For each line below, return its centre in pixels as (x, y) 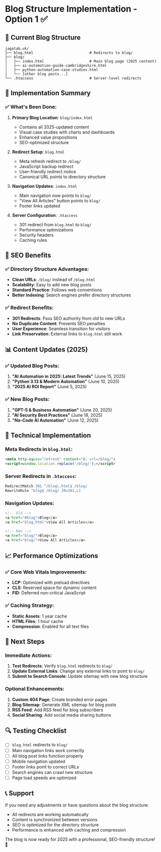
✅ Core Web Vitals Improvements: (46, 572)
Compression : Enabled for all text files (51, 626)
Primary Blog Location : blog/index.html (52, 117)
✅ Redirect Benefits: (29, 308)
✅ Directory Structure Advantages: (47, 269)
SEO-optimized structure (44, 142)
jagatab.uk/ (17, 49)
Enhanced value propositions (48, 137)
